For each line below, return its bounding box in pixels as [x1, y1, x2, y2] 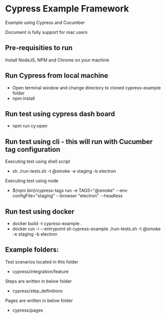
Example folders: [5, 246, 59, 254]
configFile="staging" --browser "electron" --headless [12, 193, 123, 199]
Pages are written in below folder [5, 298, 73, 304]
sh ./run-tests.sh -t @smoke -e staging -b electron [12, 168, 116, 174]
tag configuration [5, 145, 61, 154]
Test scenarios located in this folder [5, 259, 79, 265]
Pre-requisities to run [5, 43, 73, 52]
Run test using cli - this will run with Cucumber [5, 137, 153, 146]
